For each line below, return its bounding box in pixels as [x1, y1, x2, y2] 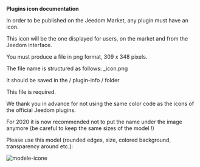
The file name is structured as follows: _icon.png [6, 65, 128, 72]
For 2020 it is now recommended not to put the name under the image [6, 118, 182, 125]
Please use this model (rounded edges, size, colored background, [6, 136, 171, 143]
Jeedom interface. [6, 42, 53, 48]
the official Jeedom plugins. [6, 106, 76, 114]
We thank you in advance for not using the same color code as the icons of [6, 100, 195, 107]
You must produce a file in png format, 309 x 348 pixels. [6, 53, 148, 60]
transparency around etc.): [6, 143, 74, 150]
